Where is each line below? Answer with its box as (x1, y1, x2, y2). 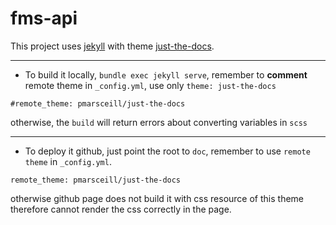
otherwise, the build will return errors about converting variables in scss (10, 116, 308, 128)
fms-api (10, 7, 78, 30)
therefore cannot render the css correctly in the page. (10, 203, 232, 215)
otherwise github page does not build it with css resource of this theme (10, 192, 304, 204)
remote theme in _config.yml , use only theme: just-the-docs (24, 79, 277, 91)
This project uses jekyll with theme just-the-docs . (10, 40, 215, 52)
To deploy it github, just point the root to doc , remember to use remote (24, 145, 311, 157)
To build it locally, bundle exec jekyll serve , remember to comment (24, 68, 308, 81)
